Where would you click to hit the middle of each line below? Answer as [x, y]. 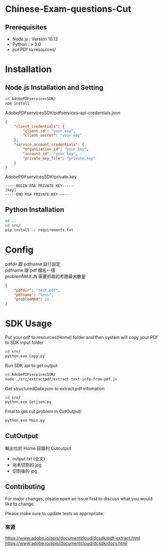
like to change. [20, 504]
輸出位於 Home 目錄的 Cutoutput [38, 448]
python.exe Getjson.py [28, 402]
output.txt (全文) [28, 459]
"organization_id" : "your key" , [56, 149]
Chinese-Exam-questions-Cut [68, 9]
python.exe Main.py [25, 421]
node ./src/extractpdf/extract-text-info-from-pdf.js [61, 379]
